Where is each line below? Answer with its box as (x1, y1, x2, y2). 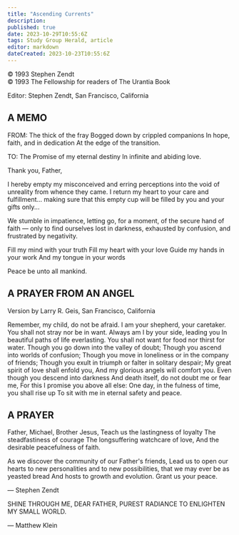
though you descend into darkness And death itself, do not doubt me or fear (7, 373, 231, 382)
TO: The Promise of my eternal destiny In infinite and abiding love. (7, 152, 202, 160)
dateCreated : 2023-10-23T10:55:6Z (7, 51, 111, 58)
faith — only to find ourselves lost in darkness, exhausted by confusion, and (7, 224, 230, 233)
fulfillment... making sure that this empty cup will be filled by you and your (7, 195, 225, 203)
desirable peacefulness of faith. (7, 443, 101, 452)
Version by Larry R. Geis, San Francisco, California (7, 306, 156, 315)
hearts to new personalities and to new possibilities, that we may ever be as (7, 464, 230, 473)
